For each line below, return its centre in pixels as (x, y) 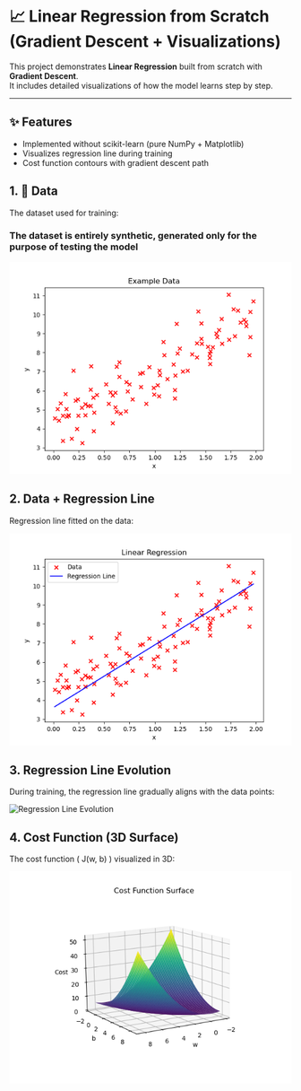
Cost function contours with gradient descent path (115, 162)
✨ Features (41, 122)
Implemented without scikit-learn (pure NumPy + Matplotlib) (133, 144)
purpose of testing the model (74, 247)
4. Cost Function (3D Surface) (94, 838)
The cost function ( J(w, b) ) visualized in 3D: (92, 859)
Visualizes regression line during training (97, 153)
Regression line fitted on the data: (72, 520)
